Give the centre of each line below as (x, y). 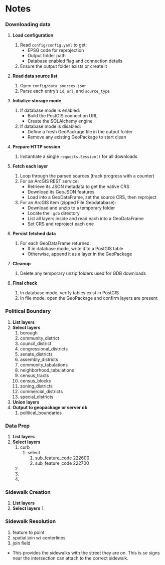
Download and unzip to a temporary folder (71, 208)
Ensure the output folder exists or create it (63, 66)
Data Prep (18, 426)
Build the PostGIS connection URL (62, 116)
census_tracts (34, 375)
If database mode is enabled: (50, 110)
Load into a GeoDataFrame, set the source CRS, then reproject (92, 197)
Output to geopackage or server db (50, 407)
